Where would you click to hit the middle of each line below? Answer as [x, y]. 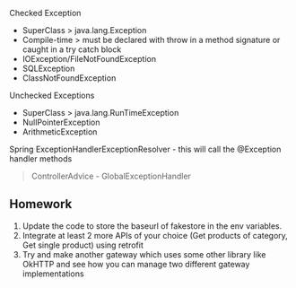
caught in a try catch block [72, 49]
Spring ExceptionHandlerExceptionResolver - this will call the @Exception [145, 149]
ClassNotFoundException [69, 78]
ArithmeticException [60, 132]
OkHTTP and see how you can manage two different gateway [136, 264]
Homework [41, 204]
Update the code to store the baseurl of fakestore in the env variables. [152, 226]
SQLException [48, 68]
